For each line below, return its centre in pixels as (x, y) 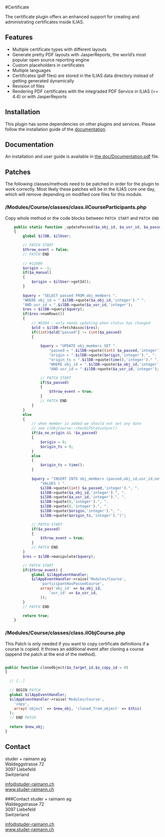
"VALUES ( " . (54, 483)
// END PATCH (23, 718)
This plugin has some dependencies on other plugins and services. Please (80, 124)
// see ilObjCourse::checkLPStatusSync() (74, 428)
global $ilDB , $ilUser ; (47, 236)
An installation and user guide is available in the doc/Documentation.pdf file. (82, 156)
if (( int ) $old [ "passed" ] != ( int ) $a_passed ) (76, 332)
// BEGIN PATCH (25, 690)
